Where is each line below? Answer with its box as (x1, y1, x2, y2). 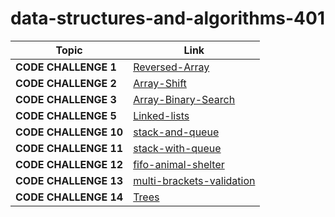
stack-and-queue (133, 125, 220, 139)
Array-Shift (133, 76, 187, 90)
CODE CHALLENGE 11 (15, 141, 124, 155)
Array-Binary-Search (133, 92, 236, 106)
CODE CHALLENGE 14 (15, 190, 124, 204)
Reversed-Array (133, 60, 210, 74)
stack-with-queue (133, 141, 222, 155)
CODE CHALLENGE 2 (15, 76, 117, 90)
